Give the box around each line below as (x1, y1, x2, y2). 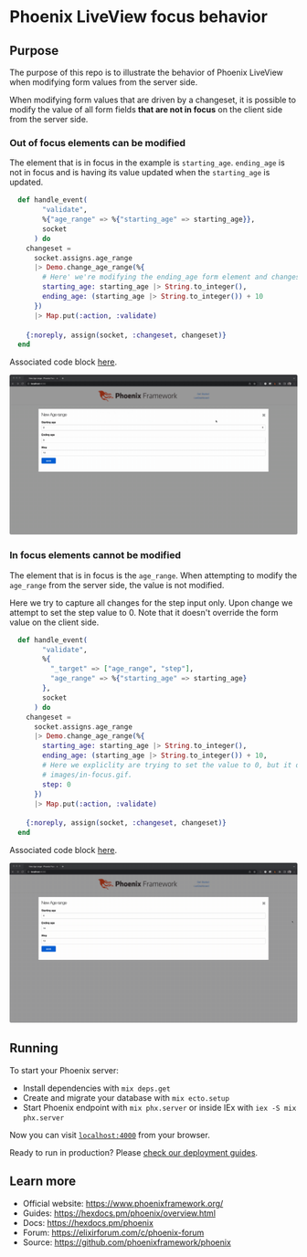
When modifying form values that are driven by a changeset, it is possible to (9, 94, 297, 105)
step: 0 (42, 779, 71, 789)
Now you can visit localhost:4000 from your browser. (9, 1129, 210, 1140)
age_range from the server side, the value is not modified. (9, 579, 225, 590)
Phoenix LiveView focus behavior (9, 6, 268, 27)
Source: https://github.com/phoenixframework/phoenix (22, 1236, 231, 1248)
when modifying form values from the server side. (9, 77, 198, 88)
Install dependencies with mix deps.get (22, 1083, 171, 1093)
